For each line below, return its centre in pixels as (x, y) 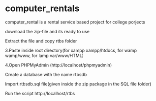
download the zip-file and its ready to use (47, 31)
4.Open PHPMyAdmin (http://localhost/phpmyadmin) (59, 65)
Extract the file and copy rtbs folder (41, 41)
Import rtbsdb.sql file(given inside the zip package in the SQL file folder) (78, 84)
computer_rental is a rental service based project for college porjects (75, 22)
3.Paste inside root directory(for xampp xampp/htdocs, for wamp (71, 50)
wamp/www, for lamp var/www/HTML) (44, 55)
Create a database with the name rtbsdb (46, 74)
